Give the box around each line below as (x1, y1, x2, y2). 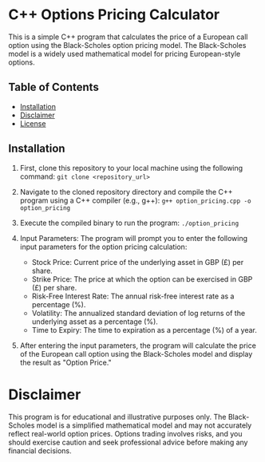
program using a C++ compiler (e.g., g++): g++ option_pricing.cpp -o (19, 195, 251, 205)
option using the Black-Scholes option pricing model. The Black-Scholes (8, 40, 247, 49)
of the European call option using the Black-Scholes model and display (19, 349, 253, 358)
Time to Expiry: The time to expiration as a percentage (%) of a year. (31, 325, 257, 334)
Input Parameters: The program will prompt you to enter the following (19, 233, 248, 243)
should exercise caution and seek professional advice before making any (8, 437, 248, 447)
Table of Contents (8, 81, 100, 94)
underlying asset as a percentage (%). (31, 317, 158, 326)
